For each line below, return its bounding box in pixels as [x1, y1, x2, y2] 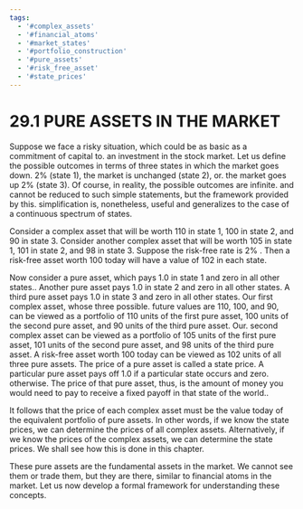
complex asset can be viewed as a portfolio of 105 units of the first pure [9, 329, 277, 340]
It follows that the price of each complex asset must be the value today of [9, 404, 284, 416]
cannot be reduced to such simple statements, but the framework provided [9, 189, 289, 200]
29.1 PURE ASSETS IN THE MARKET [9, 110, 281, 131]
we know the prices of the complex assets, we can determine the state [9, 433, 273, 444]
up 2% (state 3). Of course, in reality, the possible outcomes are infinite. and [9, 179, 294, 190]
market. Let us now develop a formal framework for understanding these [9, 480, 280, 491]
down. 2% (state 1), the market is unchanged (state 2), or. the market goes [9, 169, 287, 181]
